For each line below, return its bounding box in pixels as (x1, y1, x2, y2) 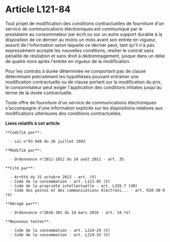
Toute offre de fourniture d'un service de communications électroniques (5, 99, 157, 105)
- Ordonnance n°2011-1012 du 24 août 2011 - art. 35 (10, 157, 124, 162)
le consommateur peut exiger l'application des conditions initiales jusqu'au (5, 84, 162, 90)
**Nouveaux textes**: (5, 219, 51, 224)
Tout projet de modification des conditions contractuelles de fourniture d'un (5, 20, 164, 26)
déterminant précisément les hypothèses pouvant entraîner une (5, 73, 139, 79)
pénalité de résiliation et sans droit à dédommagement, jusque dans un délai (5, 52, 165, 59)
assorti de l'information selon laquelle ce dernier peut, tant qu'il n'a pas (5, 42, 155, 48)
